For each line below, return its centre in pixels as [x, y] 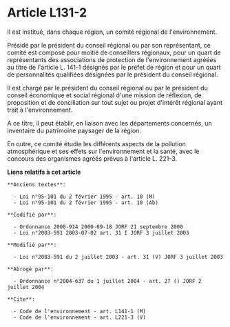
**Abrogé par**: [30, 269]
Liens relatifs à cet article [44, 172]
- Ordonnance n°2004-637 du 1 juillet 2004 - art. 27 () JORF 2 [107, 281]
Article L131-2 [47, 13]
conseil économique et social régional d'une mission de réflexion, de [104, 95]
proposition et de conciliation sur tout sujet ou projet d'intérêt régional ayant [115, 102]
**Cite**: [21, 299]
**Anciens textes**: [37, 184]
